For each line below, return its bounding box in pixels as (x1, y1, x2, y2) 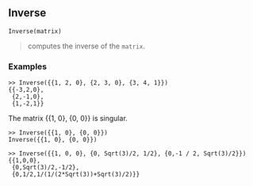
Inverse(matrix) (8, 27, 62, 35)
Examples (8, 61, 48, 72)
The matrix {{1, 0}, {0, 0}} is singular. (8, 114, 128, 123)
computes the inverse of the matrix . (27, 41, 145, 51)
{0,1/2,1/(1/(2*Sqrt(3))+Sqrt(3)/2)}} (11, 170, 140, 179)
